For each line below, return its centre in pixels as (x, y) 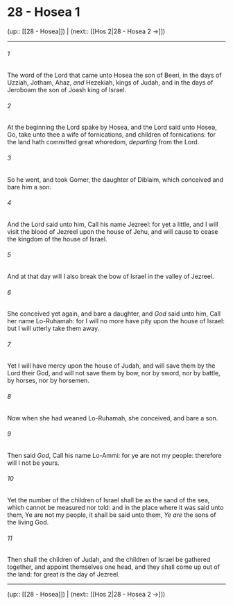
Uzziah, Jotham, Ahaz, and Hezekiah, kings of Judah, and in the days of (110, 83)
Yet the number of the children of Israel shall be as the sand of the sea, (109, 500)
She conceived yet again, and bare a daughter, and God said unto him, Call (114, 314)
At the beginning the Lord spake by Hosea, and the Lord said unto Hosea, (112, 127)
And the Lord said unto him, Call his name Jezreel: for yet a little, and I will (113, 224)
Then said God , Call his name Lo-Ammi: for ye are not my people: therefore (114, 455)
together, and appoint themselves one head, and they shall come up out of (114, 567)
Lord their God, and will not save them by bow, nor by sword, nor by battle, (114, 373)
